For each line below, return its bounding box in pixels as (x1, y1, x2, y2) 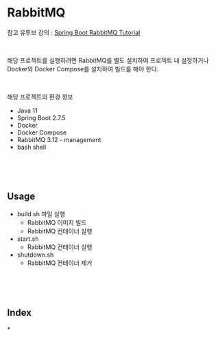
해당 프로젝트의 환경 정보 (7, 93, 73, 101)
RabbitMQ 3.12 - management (16, 135, 101, 143)
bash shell (16, 143, 47, 151)
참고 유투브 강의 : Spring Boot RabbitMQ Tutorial (7, 28, 141, 36)
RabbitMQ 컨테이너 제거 (27, 259, 93, 267)
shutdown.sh (16, 251, 54, 259)
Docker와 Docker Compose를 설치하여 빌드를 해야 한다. (7, 65, 159, 73)
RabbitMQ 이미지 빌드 (27, 218, 87, 226)
